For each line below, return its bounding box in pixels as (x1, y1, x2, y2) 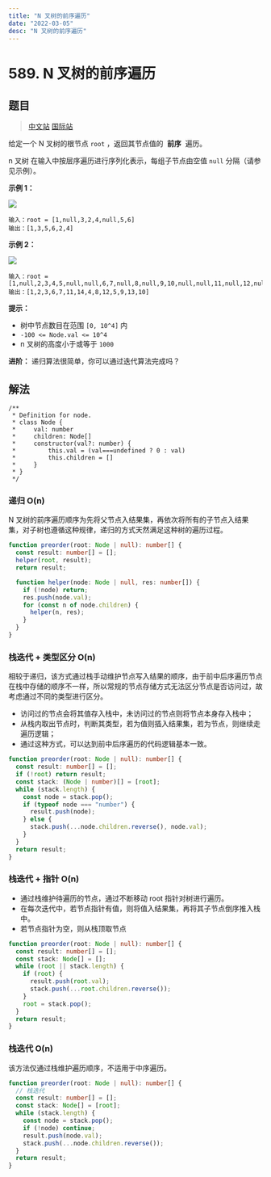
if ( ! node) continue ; (23, 1124, 95, 1132)
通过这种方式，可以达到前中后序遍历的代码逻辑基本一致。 (19, 739, 211, 749)
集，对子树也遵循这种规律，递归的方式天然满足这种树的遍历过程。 (8, 525, 227, 535)
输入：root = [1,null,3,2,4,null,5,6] (8, 216, 135, 225)
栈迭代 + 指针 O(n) (8, 873, 79, 885)
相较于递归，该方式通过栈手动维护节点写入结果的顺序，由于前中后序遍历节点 (8, 671, 263, 681)
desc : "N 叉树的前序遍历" (8, 27, 87, 35)
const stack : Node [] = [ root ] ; (15, 1102, 121, 1110)
